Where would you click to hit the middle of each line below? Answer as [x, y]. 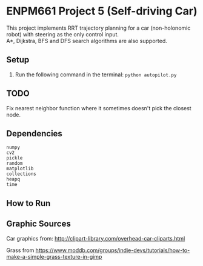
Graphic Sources [38, 224]
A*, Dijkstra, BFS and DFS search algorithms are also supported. [87, 41]
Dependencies [34, 134]
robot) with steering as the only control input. [63, 34]
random [15, 164]
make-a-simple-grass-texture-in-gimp [54, 256]
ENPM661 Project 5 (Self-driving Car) [102, 11]
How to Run [28, 203]
